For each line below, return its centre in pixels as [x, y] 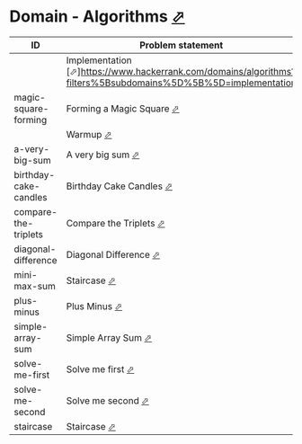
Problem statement [181, 45]
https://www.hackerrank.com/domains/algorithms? [188, 71]
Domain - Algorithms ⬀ [98, 17]
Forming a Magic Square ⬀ [123, 108]
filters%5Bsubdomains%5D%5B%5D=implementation [181, 83]
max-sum [35, 286]
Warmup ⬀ [89, 134]
